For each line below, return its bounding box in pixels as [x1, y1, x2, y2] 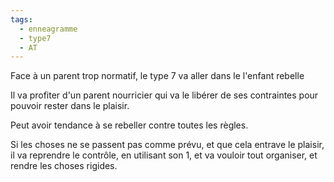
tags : [10, 14, 33, 25]
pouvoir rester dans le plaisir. [10, 100, 130, 112]
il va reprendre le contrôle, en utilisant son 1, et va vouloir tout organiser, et [10, 149, 318, 161]
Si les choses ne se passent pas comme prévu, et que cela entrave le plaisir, [10, 139, 325, 151]
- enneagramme [19, 24, 78, 34]
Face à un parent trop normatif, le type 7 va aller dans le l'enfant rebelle [10, 70, 305, 82]
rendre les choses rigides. [10, 160, 118, 172]
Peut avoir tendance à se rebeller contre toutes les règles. [10, 119, 249, 131]
